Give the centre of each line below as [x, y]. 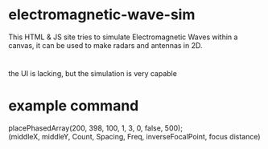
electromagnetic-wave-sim [102, 15]
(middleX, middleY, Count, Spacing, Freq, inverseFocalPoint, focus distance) [134, 137]
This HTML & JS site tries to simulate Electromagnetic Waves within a [123, 37]
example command [74, 106]
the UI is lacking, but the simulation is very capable [93, 74]
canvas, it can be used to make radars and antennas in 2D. [105, 45]
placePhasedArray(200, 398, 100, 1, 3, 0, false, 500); [96, 128]
